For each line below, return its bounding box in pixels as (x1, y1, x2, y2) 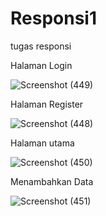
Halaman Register (10, 98, 84, 110)
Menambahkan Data (10, 175, 94, 187)
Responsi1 (10, 7, 98, 30)
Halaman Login (10, 59, 73, 71)
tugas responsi (10, 40, 72, 52)
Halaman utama (10, 137, 75, 149)
